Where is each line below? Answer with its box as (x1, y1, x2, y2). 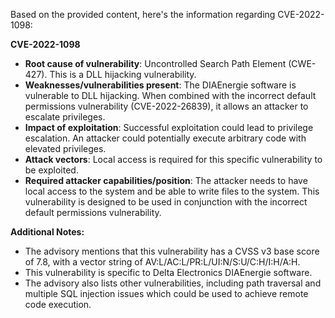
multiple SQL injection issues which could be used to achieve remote (24, 288, 309, 299)
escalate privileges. (24, 111, 106, 123)
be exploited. (24, 164, 79, 176)
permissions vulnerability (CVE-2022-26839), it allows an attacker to (24, 100, 309, 112)
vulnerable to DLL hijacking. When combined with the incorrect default (24, 90, 317, 101)
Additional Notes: (10, 226, 85, 238)
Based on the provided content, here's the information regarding (10, 9, 276, 20)
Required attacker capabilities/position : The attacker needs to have (24, 175, 308, 186)
